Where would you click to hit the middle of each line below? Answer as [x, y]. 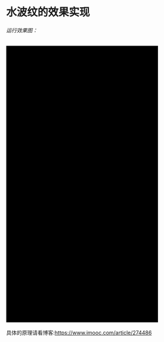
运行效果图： [22, 30]
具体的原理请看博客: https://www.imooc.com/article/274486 [79, 333]
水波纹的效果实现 [48, 12]
